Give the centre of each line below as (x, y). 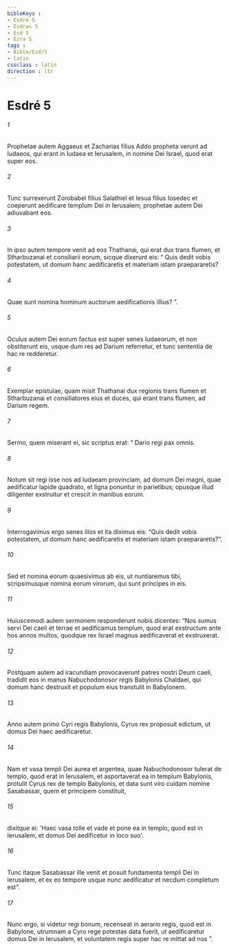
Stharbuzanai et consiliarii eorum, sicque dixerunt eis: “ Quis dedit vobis (109, 257)
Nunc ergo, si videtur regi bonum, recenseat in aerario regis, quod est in (109, 924)
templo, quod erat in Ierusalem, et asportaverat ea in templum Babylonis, (110, 776)
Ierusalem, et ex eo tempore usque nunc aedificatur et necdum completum (113, 880)
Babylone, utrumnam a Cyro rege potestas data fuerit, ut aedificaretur (106, 931)
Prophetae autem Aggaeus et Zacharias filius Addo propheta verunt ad (107, 146)
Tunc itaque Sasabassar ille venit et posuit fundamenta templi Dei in (103, 872)
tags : (17, 46)
